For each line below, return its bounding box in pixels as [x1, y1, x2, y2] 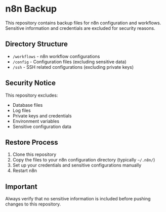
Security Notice [5, 79, 56, 88]
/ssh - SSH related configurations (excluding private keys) [12, 64, 134, 70]
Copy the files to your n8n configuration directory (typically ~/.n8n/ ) [12, 157, 155, 163]
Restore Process [5, 138, 58, 147]
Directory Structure [5, 40, 68, 49]
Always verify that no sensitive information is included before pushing [5, 196, 151, 202]
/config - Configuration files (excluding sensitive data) [12, 59, 127, 65]
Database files [12, 102, 43, 108]
